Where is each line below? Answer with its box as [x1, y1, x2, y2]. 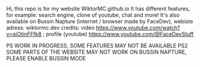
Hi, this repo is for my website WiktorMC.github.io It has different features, [6, 5, 190, 12]
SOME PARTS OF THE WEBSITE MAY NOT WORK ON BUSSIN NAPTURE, [6, 48, 187, 56]
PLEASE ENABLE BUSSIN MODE [6, 55, 86, 62]
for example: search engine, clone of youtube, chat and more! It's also [6, 11, 180, 19]
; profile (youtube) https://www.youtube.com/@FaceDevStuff [43, 31, 194, 38]
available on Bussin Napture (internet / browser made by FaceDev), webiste [6, 18, 193, 25]
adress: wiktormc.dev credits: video [6, 24, 95, 31]
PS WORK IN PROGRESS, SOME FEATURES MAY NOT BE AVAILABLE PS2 [6, 42, 188, 49]
